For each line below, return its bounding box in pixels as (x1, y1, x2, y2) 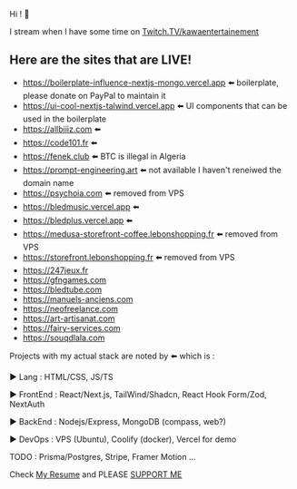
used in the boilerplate (22, 113, 107, 124)
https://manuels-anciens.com (22, 293, 134, 304)
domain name (22, 177, 74, 188)
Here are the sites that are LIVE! (9, 53, 193, 68)
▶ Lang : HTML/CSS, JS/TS (9, 371, 114, 382)
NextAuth (9, 398, 45, 409)
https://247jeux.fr (22, 264, 89, 276)
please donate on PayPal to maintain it (22, 90, 166, 101)
